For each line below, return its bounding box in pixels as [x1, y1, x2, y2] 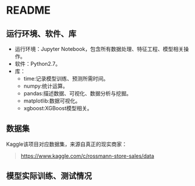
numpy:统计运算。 [23, 82, 68, 89]
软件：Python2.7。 [14, 60, 61, 67]
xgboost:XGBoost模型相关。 [23, 105, 93, 111]
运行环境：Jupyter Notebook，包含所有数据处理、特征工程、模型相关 [14, 46, 184, 52]
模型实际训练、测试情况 [6, 171, 92, 181]
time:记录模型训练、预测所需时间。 [23, 75, 109, 82]
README [6, 4, 51, 17]
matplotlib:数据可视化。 [23, 97, 81, 104]
